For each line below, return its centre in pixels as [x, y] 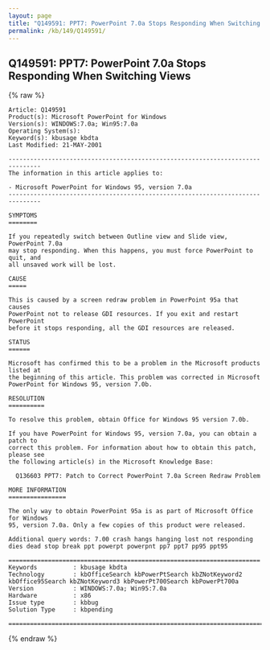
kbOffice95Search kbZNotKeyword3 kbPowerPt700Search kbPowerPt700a [124, 582]
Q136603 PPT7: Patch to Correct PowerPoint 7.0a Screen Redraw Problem [138, 476]
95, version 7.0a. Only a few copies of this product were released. [127, 525]
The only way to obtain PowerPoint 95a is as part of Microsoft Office [131, 512]
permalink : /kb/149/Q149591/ [57, 31]
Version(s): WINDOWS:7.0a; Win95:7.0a [73, 124]
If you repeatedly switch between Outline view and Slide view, [118, 237]
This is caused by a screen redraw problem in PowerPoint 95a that [124, 300]
